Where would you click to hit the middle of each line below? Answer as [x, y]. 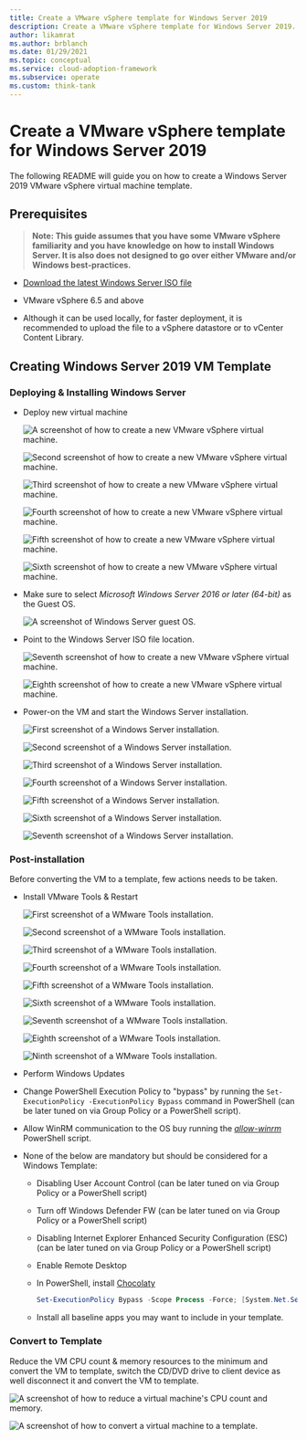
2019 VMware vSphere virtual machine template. [101, 185]
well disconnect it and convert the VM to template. [104, 1381]
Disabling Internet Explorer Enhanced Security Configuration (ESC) [162, 1238]
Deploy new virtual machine [75, 413]
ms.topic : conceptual [51, 60]
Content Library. [53, 338]
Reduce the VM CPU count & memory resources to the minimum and [138, 1361]
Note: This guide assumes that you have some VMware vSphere [156, 236]
